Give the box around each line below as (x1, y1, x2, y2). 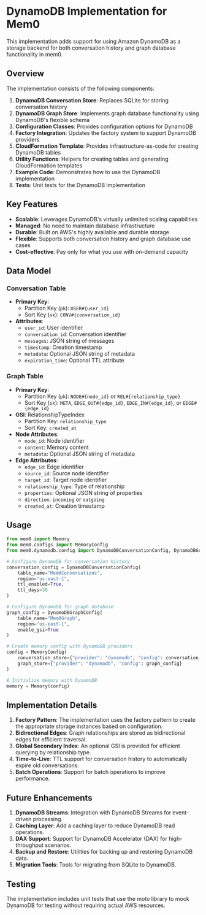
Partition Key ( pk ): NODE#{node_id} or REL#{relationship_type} (24, 392, 181, 400)
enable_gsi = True (17, 627, 59, 633)
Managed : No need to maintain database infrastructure (15, 222, 155, 229)
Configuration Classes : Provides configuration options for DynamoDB (15, 123, 193, 130)
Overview (6, 69, 45, 79)
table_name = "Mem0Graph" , (17, 615, 81, 621)
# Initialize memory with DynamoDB (6, 677, 97, 683)
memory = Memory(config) (6, 683, 70, 689)
